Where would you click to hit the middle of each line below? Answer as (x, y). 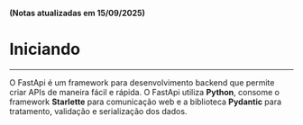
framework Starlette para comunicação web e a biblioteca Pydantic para (146, 102)
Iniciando (45, 49)
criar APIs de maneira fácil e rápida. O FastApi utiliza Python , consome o (145, 92)
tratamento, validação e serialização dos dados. (98, 111)
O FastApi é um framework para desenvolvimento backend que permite (142, 82)
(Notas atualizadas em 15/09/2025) (78, 13)
